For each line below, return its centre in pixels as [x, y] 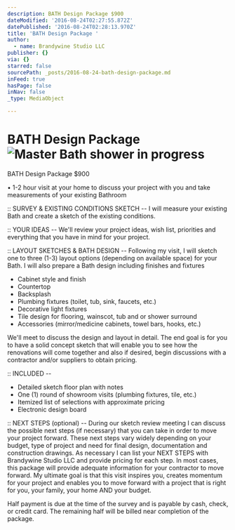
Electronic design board [52, 409]
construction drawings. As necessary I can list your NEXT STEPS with [108, 453]
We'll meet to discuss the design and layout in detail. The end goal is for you [117, 337]
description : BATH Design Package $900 [66, 14]
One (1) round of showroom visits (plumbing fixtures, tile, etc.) [107, 395]
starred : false [29, 66]
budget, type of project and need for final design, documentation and [107, 445]
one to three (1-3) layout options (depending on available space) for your [112, 258]
